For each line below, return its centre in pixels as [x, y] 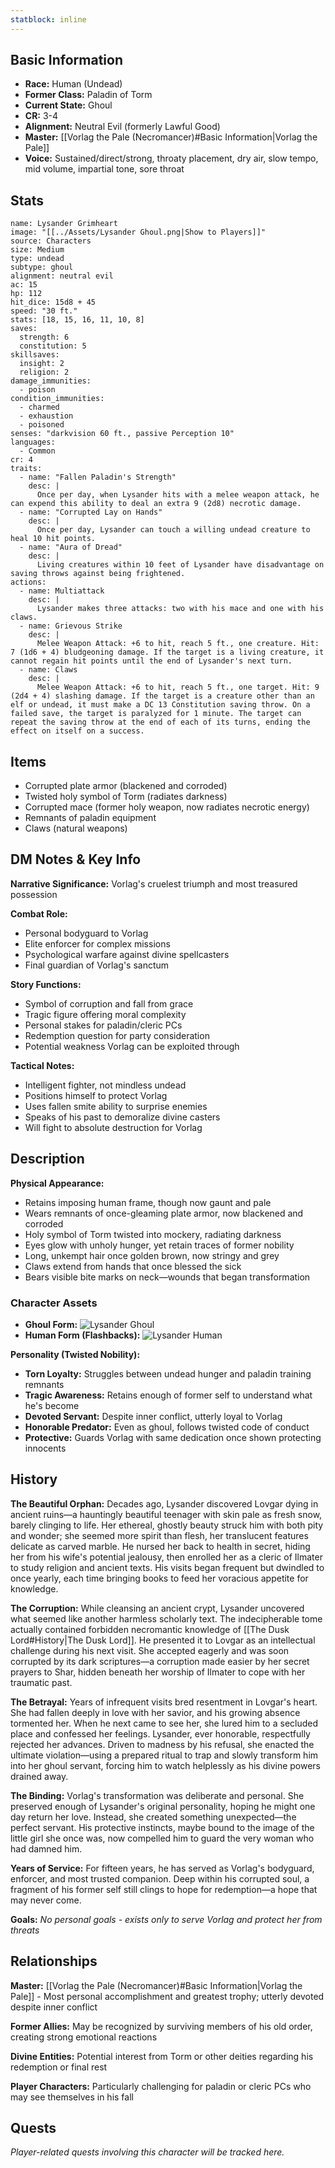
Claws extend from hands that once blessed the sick [133, 1266]
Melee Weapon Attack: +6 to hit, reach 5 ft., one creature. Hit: [178, 644]
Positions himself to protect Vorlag [96, 1095]
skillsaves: [35, 355]
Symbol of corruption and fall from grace [109, 1003]
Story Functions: [46, 984]
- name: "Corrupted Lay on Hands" [91, 512]
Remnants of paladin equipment [90, 818]
